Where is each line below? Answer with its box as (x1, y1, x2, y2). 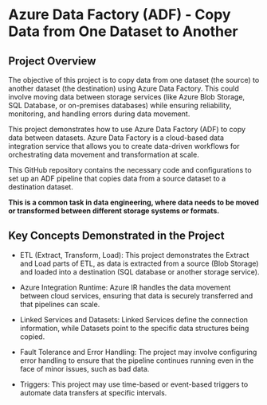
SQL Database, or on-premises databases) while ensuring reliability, (8, 101, 232, 110)
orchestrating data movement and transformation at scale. (8, 150, 199, 159)
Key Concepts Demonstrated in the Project (8, 229, 225, 243)
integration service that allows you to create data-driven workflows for (8, 142, 240, 150)
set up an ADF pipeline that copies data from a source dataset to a (8, 173, 226, 183)
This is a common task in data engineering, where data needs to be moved (8, 197, 259, 207)
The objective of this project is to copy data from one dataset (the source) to (8, 76, 260, 84)
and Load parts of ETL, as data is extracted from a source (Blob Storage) (19, 259, 259, 268)
